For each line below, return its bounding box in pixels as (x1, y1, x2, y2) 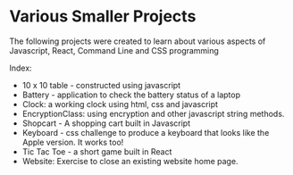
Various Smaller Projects (9, 6, 197, 27)
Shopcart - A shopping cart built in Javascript (21, 118, 190, 129)
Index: (9, 62, 33, 73)
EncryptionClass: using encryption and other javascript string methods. (21, 108, 285, 119)
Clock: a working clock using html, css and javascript (21, 98, 219, 109)
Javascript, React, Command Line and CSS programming (9, 45, 219, 55)
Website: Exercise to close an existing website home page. (21, 155, 239, 166)
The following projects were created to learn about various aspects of (9, 36, 266, 46)
